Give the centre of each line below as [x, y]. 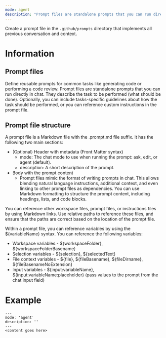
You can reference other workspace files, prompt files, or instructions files [81, 209]
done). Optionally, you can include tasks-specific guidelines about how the [81, 99]
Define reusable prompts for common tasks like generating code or [73, 83]
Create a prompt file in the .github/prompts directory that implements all [79, 28]
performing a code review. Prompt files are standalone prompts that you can [83, 89]
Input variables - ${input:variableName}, [53, 270]
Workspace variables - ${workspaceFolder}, [57, 244]
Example [23, 300]
